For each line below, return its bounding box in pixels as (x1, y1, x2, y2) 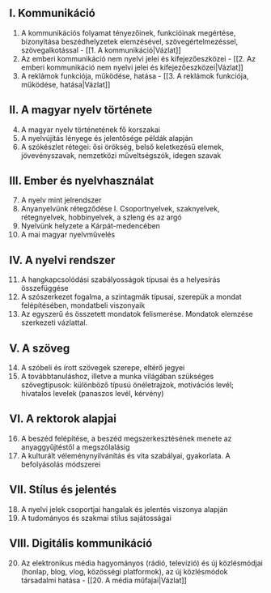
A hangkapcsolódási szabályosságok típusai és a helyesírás (20, 275, 221, 284)
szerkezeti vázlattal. (20, 318, 88, 327)
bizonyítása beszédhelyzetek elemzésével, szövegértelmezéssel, (20, 36, 239, 46)
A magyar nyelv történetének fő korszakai (20, 125, 161, 134)
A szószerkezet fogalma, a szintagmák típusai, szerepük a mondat (20, 292, 242, 302)
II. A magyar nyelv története (9, 103, 153, 117)
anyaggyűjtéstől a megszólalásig (20, 442, 130, 452)
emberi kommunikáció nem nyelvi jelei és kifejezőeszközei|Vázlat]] (20, 62, 243, 72)
